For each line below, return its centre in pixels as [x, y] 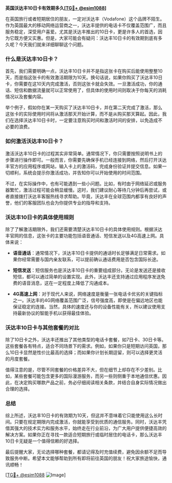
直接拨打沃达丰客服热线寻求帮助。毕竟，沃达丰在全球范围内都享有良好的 [86, 196]
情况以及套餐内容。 [26, 97]
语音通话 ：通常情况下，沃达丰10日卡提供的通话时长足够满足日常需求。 [87, 253]
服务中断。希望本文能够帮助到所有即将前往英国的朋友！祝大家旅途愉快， [86, 458]
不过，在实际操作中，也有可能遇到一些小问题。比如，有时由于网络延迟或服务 [86, 183]
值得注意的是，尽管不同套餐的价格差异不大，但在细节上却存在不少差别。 [81, 370]
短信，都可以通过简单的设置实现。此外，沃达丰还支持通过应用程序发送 [87, 276]
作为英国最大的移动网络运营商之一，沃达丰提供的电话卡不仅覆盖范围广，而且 [86, 25]
